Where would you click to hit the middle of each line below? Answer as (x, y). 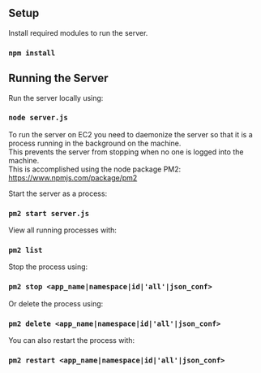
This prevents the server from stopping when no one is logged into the (126, 152)
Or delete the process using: (56, 303)
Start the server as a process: (58, 193)
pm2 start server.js (49, 213)
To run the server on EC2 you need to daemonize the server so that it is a (130, 134)
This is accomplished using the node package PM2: (95, 169)
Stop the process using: (48, 267)
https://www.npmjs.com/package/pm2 (73, 177)
